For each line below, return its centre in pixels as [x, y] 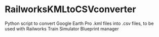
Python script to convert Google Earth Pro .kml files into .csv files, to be [79, 23]
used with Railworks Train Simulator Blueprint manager [62, 28]
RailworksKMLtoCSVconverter [70, 9]
